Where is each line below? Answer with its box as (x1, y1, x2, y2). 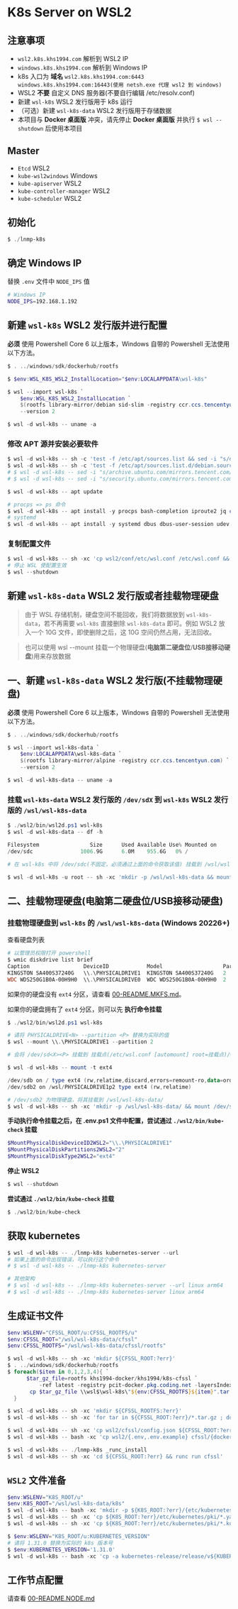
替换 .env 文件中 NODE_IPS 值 (7, 278, 90, 286)
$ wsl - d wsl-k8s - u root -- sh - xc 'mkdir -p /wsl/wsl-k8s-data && (7, 874, 214, 881)
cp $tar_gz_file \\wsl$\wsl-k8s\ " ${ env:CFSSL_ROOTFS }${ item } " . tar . (29, 1388, 233, 1395)
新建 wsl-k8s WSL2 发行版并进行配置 (7, 319, 168, 331)
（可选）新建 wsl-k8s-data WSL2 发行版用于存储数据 (17, 106, 172, 114)
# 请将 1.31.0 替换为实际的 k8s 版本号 (7, 1539, 113, 1547)
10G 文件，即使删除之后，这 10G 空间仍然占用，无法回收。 (45, 627, 216, 636)
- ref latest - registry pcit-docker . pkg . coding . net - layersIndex (38, 1381, 233, 1388)
